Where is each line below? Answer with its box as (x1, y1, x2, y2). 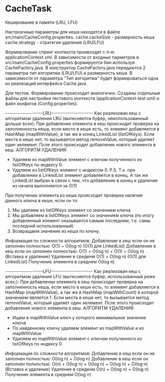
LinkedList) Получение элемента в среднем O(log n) (5, 258, 115, 264)
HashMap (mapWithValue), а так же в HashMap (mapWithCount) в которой (5, 289, 159, 295)
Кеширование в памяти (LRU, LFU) (5, 19, 78, 25)
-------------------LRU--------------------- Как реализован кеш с (5, 110, 141, 116)
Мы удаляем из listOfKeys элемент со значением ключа (12, 207, 131, 213)
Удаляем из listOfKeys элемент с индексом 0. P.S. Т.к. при (12, 167, 135, 173)
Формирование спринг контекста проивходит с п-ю (5, 49, 115, 55)
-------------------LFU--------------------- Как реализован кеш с (5, 268, 141, 274)
